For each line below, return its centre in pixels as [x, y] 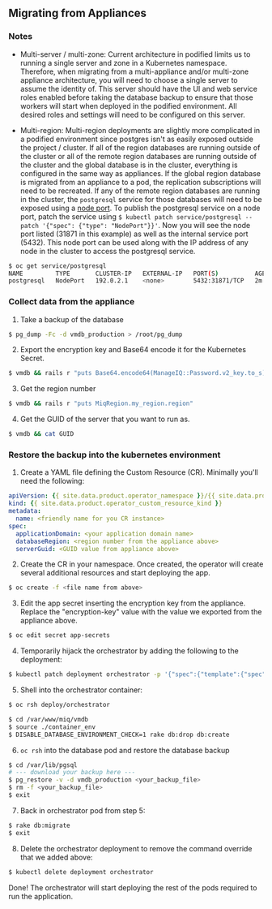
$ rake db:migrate [39, 825]
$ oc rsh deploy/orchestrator [59, 705]
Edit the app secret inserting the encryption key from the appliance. [133, 603]
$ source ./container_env [52, 727]
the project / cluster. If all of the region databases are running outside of [140, 147]
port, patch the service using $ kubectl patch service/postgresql [131, 216]
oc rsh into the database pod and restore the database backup [125, 750]
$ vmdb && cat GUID [41, 434]
